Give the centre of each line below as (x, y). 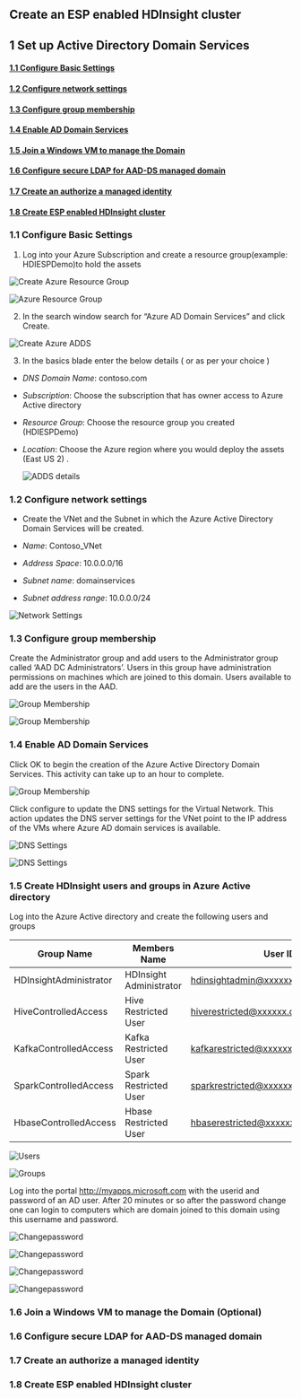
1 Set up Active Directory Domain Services (129, 45)
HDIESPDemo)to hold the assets (82, 264)
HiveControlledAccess (61, 1011)
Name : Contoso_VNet (62, 546)
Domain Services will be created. (83, 529)
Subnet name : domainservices (79, 581)
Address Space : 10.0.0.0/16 (73, 564)
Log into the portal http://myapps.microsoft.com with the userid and (134, 1191)
